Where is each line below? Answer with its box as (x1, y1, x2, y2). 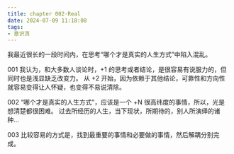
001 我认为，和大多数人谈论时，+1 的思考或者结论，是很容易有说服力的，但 (7, 65, 227, 74)
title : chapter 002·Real (7, 10, 81, 18)
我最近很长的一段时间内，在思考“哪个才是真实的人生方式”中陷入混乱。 (7, 50, 212, 59)
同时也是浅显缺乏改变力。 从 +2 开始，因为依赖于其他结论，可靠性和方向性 (7, 74, 225, 83)
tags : (7, 23, 23, 30)
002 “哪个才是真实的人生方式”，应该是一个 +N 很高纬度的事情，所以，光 (7, 98, 219, 107)
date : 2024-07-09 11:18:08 (7, 17, 87, 24)
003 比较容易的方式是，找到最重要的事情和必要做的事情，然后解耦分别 (7, 131, 214, 139)
